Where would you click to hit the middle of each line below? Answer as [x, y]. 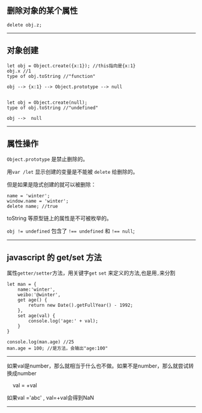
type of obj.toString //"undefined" [52, 108]
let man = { [22, 284]
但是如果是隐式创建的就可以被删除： [52, 185]
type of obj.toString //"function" [51, 76]
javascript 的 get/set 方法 [54, 257]
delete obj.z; [25, 25]
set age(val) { [37, 316]
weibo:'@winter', [39, 295]
